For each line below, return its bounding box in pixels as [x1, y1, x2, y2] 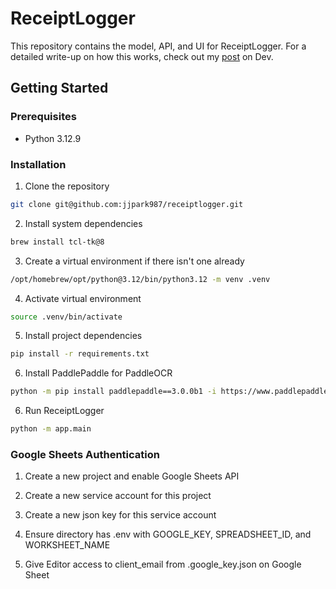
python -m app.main [10, 424, 92, 434]
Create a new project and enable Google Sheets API [24, 470, 240, 482]
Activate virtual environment [24, 292, 142, 304]
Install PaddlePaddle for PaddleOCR [24, 367, 173, 379]
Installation [10, 157, 67, 171]
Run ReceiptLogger [24, 405, 105, 417]
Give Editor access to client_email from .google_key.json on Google [24, 558, 302, 571]
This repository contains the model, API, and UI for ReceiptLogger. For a [10, 40, 307, 52]
